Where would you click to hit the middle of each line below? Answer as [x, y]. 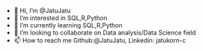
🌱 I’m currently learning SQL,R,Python [68, 25]
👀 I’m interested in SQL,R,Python [61, 18]
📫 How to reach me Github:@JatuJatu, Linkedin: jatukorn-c [100, 40]
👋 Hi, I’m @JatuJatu [42, 11]
